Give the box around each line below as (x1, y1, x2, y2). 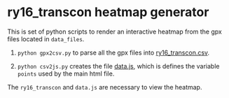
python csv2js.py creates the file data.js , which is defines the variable (17, 62, 220, 70)
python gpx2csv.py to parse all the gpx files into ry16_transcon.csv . (17, 48, 210, 57)
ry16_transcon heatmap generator (7, 4, 209, 20)
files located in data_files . (7, 34, 85, 43)
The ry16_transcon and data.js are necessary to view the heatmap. (7, 83, 202, 91)
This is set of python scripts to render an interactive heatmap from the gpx (7, 27, 222, 36)
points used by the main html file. (17, 69, 115, 78)
